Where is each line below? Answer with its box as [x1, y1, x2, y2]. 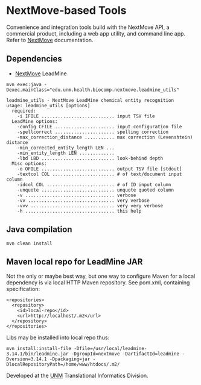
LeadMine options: [11, 118, 59, 124]
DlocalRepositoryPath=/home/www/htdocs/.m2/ [6, 362, 120, 368]
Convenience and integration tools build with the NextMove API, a [6, 23, 170, 31]
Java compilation [6, 224, 72, 235]
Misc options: [11, 160, 47, 166]
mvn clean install [6, 240, 53, 246]
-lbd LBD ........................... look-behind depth [17, 155, 164, 161]
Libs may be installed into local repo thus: [6, 334, 110, 341]
